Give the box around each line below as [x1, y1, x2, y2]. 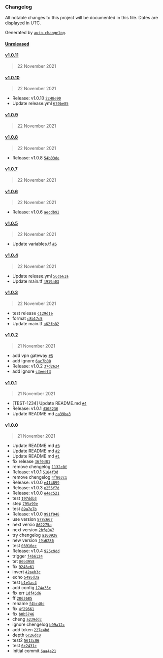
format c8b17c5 [12, 315, 43, 321]
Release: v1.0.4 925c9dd [12, 548, 60, 554]
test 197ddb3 [12, 495, 37, 501]
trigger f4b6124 [12, 553, 43, 559]
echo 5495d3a [12, 574, 39, 580]
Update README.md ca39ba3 [12, 411, 71, 417]
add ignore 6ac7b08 [12, 357, 51, 363]
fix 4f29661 [12, 606, 34, 612]
